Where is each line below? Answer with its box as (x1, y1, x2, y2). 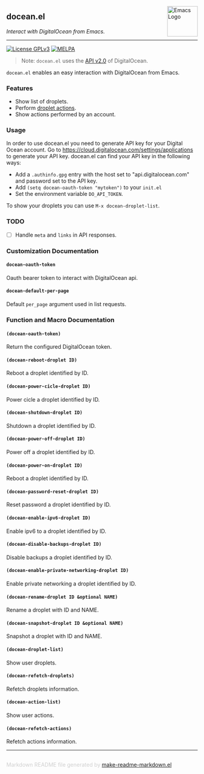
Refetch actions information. (6, 738, 77, 745)
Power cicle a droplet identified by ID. (6, 396, 100, 403)
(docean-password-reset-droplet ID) (6, 489, 99, 495)
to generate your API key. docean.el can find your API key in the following (6, 153, 190, 160)
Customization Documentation (6, 246, 99, 255)
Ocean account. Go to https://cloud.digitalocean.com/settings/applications (6, 146, 193, 153)
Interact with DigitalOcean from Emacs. (6, 27, 105, 35)
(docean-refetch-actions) (6, 725, 72, 731)
